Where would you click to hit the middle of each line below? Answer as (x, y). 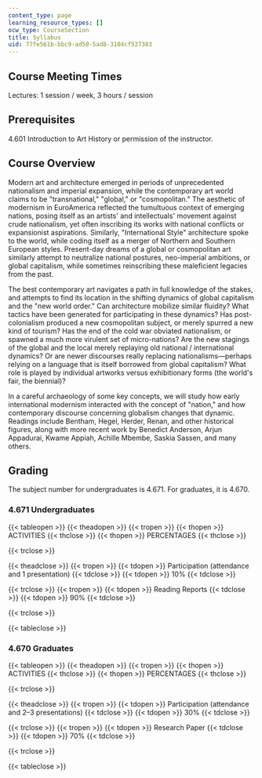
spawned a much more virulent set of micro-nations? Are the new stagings (129, 339)
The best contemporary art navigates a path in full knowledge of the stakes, (131, 289)
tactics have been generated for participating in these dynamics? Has (120, 314)
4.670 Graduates (41, 648)
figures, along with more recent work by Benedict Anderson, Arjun (115, 429)
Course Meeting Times (65, 76)
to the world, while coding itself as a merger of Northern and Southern (122, 241)
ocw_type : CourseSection (49, 30)
